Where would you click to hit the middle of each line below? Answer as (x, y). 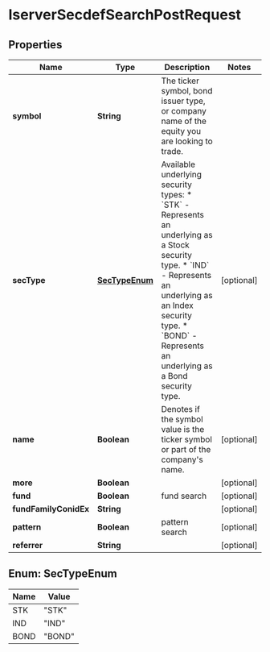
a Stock (176, 245)
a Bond (174, 376)
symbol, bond (187, 91)
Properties (35, 45)
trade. (172, 151)
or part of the (186, 449)
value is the (183, 429)
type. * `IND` (185, 265)
